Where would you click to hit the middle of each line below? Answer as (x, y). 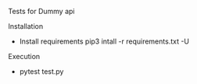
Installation (26, 26)
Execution (24, 56)
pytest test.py (41, 72)
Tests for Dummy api (41, 11)
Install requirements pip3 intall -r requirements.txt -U (104, 41)
